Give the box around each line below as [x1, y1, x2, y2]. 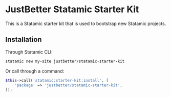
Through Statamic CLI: [5, 48, 53, 55]
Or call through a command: [5, 68, 65, 74]
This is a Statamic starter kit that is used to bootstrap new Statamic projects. [5, 20, 166, 27]
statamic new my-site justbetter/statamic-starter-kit [5, 59, 125, 64]
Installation [5, 35, 42, 44]
